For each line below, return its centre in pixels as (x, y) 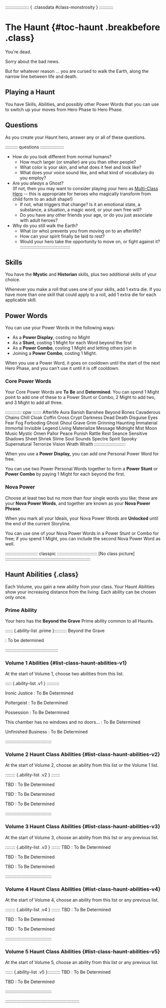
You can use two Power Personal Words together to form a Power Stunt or (82, 469)
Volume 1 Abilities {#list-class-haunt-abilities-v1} (66, 663)
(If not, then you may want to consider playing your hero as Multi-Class (85, 188)
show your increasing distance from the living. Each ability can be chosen (81, 592)
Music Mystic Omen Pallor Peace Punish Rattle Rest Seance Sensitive (76, 433)
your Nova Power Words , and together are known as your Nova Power (78, 503)
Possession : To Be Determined (37, 712)
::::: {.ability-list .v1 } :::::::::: (32, 683)
